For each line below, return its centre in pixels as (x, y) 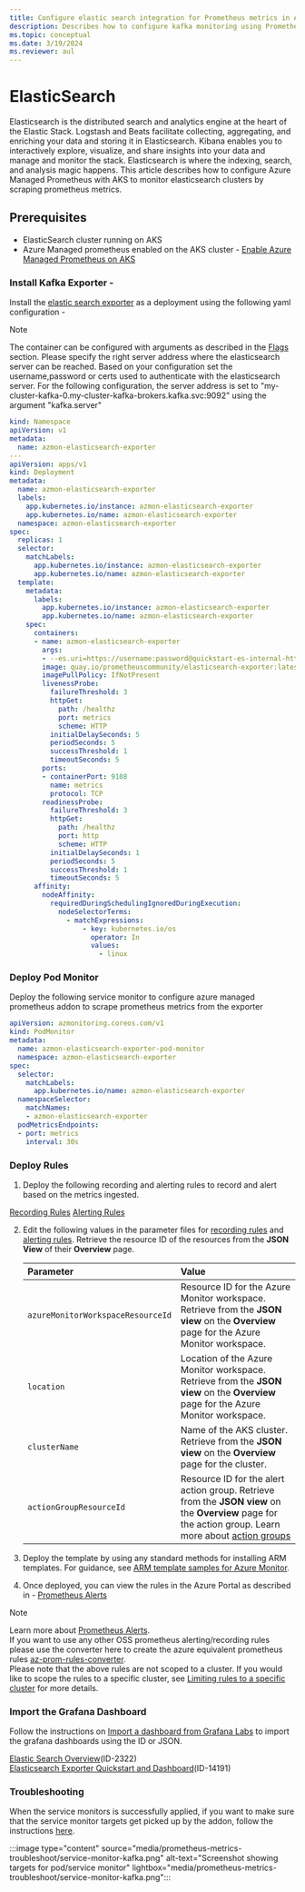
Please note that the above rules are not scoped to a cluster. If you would (146, 1668)
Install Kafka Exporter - (62, 283)
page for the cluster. (224, 1464)
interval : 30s (52, 1141)
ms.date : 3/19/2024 (46, 43)
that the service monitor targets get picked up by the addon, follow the (142, 1821)
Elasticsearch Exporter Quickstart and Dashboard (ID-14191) (120, 1768)
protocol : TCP (76, 793)
